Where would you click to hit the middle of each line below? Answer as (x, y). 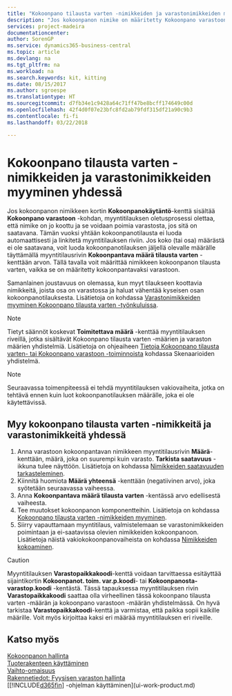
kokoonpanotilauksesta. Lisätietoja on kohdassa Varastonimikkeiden (104, 298)
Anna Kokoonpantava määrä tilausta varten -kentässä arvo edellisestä (119, 496)
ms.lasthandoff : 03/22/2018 (48, 122)
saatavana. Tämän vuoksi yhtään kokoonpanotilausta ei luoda (95, 233)
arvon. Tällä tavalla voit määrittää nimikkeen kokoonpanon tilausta (127, 262)
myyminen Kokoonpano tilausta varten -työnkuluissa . (83, 305)
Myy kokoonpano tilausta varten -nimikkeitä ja (109, 424)
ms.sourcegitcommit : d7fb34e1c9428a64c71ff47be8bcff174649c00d (100, 103)
